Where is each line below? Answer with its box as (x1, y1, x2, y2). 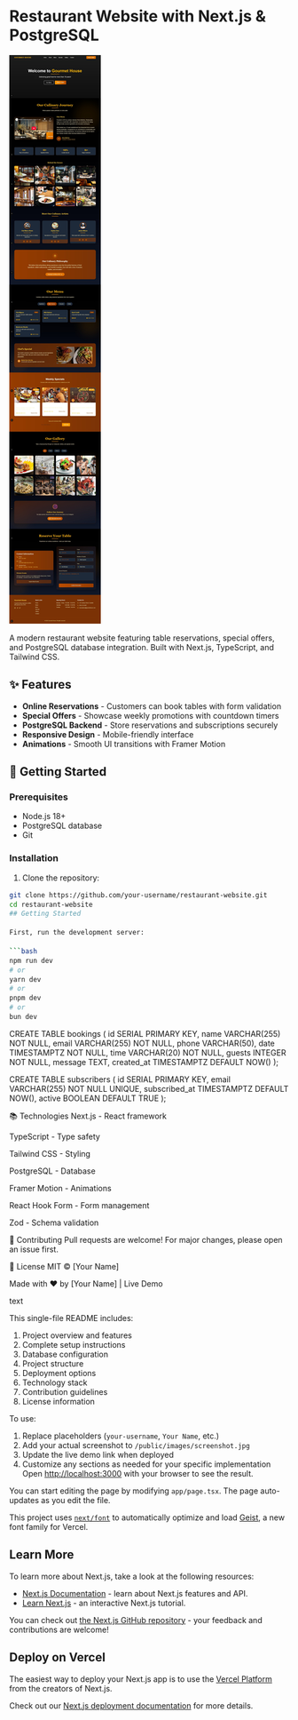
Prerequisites (9, 791, 68, 803)
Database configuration (21, 1349, 109, 1359)
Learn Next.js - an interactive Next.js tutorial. (21, 1597, 186, 1608)
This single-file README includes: (9, 1312, 134, 1323)
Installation (9, 852, 59, 864)
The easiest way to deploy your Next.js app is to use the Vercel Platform (9, 1673, 273, 1684)
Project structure (21, 1358, 84, 1369)
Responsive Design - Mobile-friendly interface (21, 729, 194, 739)
